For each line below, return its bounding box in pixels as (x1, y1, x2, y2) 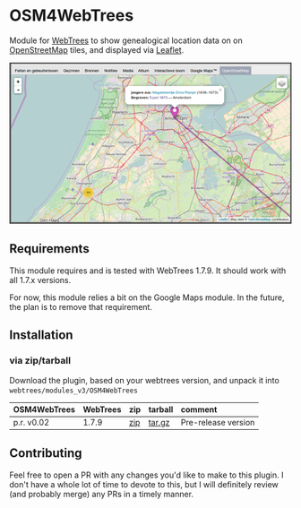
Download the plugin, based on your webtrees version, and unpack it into (9, 375, 279, 385)
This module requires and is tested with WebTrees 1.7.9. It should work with (9, 265, 287, 276)
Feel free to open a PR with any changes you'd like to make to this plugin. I (9, 469, 284, 480)
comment (180, 404, 218, 415)
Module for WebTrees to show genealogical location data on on (9, 35, 244, 46)
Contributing (9, 445, 82, 461)
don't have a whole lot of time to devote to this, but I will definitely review (9, 478, 279, 489)
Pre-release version (180, 418, 255, 428)
